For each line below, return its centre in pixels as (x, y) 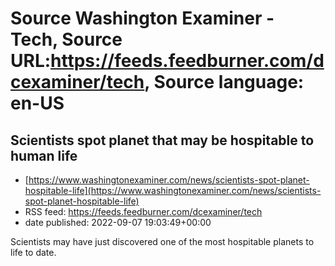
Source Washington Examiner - (142, 18)
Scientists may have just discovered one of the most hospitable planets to (162, 241)
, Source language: (224, 82)
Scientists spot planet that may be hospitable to (162, 140)
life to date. (33, 252)
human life (44, 155)
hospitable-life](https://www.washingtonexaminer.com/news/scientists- (173, 190)
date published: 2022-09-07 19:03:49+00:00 (118, 222)
